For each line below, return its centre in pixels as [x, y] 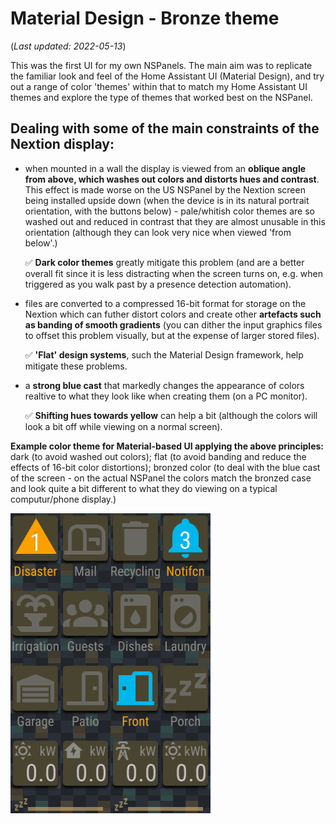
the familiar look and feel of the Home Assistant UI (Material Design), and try [167, 76]
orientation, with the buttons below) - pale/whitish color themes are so [169, 211]
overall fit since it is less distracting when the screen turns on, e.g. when [174, 273]
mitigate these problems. [76, 366]
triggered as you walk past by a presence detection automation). [158, 284]
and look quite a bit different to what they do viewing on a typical [144, 488]
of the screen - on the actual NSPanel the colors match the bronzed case [161, 478]
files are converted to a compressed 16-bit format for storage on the [165, 303]
